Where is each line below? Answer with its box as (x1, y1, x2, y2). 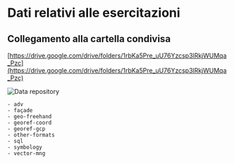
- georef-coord (7, 119, 52, 126)
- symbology (7, 144, 42, 151)
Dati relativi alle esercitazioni (7, 5, 181, 21)
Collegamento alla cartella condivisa (7, 33, 171, 45)
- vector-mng (7, 150, 46, 157)
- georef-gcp (7, 125, 46, 132)
